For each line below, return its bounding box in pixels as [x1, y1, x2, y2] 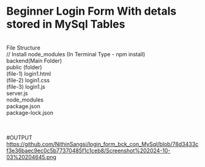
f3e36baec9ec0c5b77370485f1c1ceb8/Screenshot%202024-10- [6, 147, 171, 154]
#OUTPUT [6, 133, 32, 141]
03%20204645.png [6, 153, 57, 160]
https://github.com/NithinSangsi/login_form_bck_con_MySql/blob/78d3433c [6, 140, 199, 147]
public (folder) [6, 63, 42, 71]
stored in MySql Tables [6, 17, 125, 31]
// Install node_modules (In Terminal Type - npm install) [6, 50, 146, 58]
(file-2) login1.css [6, 76, 50, 84]
